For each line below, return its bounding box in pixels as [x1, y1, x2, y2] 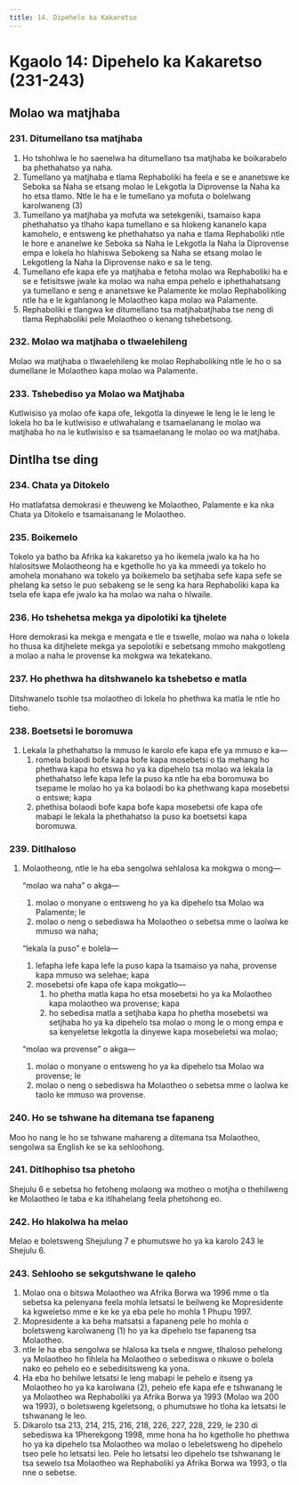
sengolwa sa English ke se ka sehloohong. [9, 1141, 165, 1152]
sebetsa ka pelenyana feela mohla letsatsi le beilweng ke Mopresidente [21, 1297, 283, 1308]
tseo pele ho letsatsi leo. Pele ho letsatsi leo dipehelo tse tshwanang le [21, 1448, 281, 1459]
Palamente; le [35, 907, 86, 918]
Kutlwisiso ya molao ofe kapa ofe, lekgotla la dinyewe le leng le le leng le [9, 408, 276, 418]
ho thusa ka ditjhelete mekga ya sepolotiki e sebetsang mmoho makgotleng [9, 641, 286, 652]
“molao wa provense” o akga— [21, 1043, 136, 1055]
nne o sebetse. [21, 1467, 77, 1478]
